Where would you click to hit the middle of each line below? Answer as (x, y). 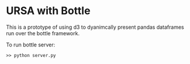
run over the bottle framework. (43, 33)
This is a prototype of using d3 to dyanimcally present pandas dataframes (95, 27)
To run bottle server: (31, 45)
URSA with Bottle (48, 11)
